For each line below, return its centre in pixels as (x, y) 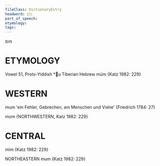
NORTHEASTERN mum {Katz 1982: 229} (45, 159)
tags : (10, 28)
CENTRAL (25, 136)
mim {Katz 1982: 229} (27, 149)
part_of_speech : (21, 18)
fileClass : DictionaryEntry (33, 9)
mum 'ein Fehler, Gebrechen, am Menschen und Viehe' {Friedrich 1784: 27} (80, 107)
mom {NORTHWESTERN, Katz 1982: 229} (47, 116)
